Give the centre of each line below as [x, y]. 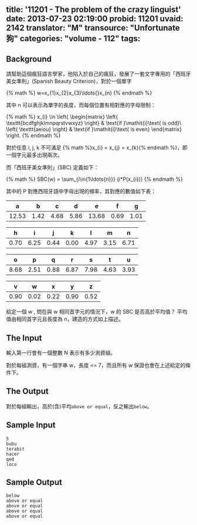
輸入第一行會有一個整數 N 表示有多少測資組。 [61, 353]
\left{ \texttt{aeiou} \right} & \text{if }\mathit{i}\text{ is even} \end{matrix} [94, 129]
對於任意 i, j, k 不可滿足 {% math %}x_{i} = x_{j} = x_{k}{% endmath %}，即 [97, 148]
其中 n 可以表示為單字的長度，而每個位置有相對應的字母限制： [81, 105]
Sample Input [31, 425]
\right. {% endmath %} [33, 136]
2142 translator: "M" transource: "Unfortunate [93, 28]
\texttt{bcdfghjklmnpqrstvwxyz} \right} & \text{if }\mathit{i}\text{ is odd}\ [94, 123]
